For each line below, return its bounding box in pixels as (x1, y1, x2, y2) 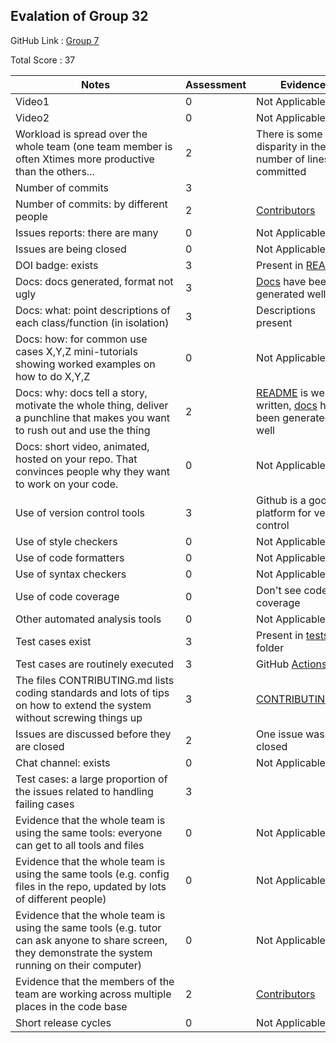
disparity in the (256, 139, 327, 153)
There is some (256, 127, 323, 141)
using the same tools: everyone (15, 825, 163, 839)
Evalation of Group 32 (10, 8, 149, 25)
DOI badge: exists (15, 258, 99, 272)
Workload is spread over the (15, 127, 148, 141)
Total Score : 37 (10, 54, 76, 66)
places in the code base (15, 999, 128, 1013)
